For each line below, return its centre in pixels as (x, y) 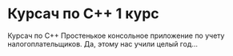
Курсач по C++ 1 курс (83, 14)
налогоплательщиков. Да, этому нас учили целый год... (102, 43)
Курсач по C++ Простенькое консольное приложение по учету (116, 35)
